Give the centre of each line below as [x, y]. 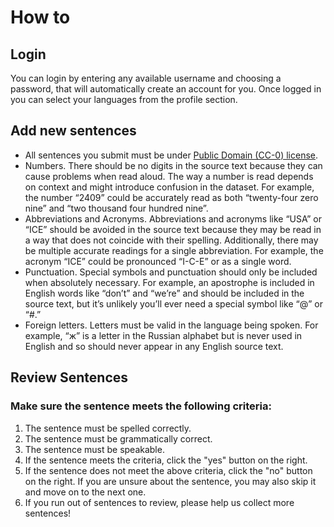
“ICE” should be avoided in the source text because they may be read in [173, 229]
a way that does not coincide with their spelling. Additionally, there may [171, 240]
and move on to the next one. [85, 492]
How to [40, 17]
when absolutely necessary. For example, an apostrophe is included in [169, 282]
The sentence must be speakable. [94, 449]
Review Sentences [69, 377]
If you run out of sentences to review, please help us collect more [159, 502]
